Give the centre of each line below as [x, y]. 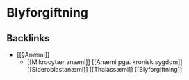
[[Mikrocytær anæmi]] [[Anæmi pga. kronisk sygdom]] [105, 62]
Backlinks [28, 38]
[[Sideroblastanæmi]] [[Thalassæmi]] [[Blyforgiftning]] [105, 69]
